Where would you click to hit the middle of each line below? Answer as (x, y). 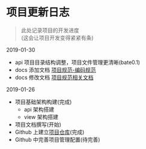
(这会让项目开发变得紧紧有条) (57, 37)
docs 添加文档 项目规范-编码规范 (55, 69)
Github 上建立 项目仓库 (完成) (50, 132)
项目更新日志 (38, 12)
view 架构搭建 (41, 117)
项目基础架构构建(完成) (43, 102)
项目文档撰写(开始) (38, 124)
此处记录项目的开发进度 (50, 30)
